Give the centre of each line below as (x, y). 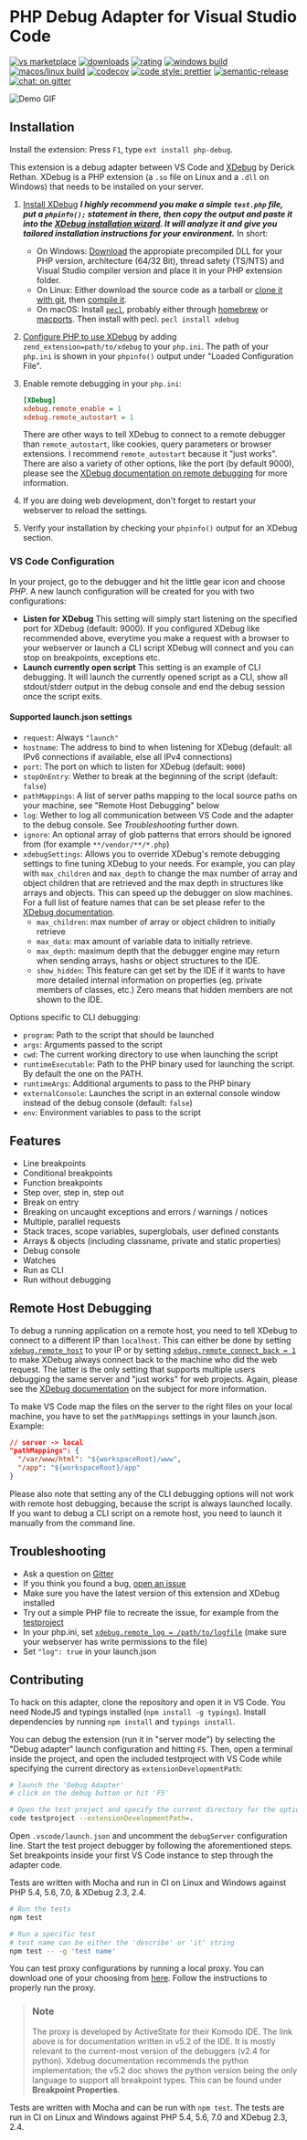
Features (35, 1141)
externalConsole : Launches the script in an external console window (151, 1092)
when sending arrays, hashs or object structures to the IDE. (148, 960)
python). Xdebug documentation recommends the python (140, 2061)
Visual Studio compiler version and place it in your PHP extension (159, 270)
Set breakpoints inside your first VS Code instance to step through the (142, 1855)
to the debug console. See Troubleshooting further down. (131, 825)
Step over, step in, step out (74, 1192)
